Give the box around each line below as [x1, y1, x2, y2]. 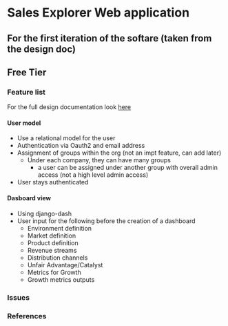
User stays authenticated [17, 178, 89, 186]
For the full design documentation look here [7, 103, 132, 111]
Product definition [27, 238, 79, 247]
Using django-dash [17, 209, 72, 218]
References [7, 311, 47, 320]
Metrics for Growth [27, 268, 81, 276]
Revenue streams [27, 246, 77, 254]
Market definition [27, 231, 76, 240]
